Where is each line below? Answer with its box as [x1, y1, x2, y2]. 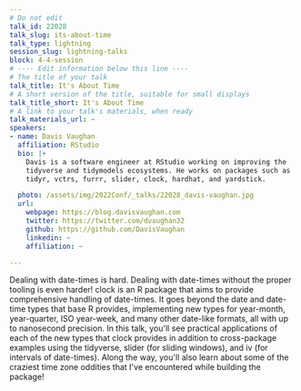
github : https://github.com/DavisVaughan [25, 224, 185, 233]
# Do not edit [9, 13, 64, 23]
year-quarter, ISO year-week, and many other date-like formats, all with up [9, 314, 289, 324]
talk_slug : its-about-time [9, 30, 112, 39]
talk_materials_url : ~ [9, 115, 95, 124]
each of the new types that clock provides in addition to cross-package [9, 333, 277, 344]
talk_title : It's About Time [9, 81, 120, 90]
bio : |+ [17, 149, 47, 158]
